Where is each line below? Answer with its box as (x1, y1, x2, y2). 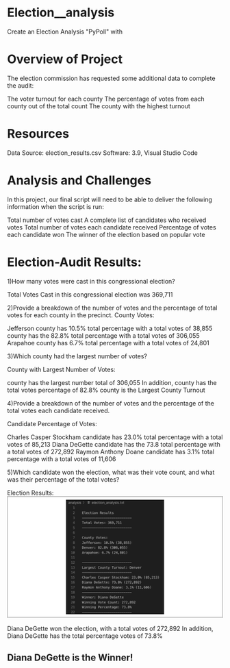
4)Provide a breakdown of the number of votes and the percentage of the (7, 399, 214, 407)
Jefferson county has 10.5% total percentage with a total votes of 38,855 (7, 324, 213, 332)
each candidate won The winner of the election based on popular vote (7, 230, 205, 238)
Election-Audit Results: (7, 254, 142, 270)
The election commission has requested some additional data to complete (7, 74, 216, 82)
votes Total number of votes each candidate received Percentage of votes (7, 223, 217, 231)
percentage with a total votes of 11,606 (7, 454, 116, 463)
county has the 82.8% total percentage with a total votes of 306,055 (7, 331, 200, 340)
